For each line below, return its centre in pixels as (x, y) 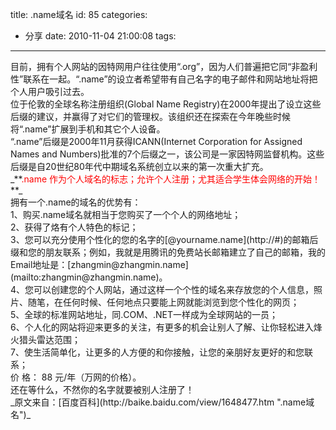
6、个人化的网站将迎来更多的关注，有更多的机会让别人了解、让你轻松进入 (162, 327)
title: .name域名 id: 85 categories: (79, 14)
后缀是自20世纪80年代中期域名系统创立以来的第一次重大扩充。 (139, 166)
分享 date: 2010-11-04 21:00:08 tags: (100, 36)
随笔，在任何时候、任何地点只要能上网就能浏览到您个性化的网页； (163, 302)
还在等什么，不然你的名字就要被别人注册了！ (102, 389)
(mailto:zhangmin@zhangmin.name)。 (89, 277)
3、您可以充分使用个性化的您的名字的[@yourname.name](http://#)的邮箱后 (164, 239)
